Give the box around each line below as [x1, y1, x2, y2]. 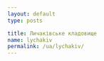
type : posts [7, 17, 43, 24]
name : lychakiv [7, 36, 53, 43]
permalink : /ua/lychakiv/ [7, 43, 84, 50]
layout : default [7, 10, 56, 18]
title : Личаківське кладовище [7, 30, 98, 37]
